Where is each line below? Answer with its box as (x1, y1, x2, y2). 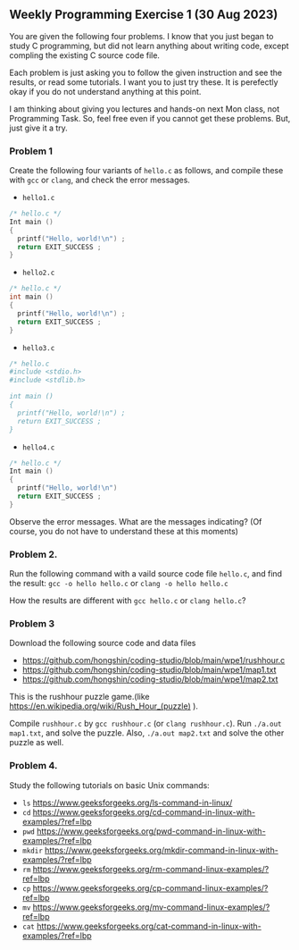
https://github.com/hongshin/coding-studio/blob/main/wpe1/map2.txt (21, 674, 278, 685)
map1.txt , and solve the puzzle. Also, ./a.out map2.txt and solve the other (9, 727, 285, 738)
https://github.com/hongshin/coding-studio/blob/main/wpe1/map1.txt (21, 665, 277, 676)
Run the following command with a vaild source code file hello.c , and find (9, 568, 283, 579)
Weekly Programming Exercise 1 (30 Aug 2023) (9, 7, 278, 22)
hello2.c (21, 268, 55, 278)
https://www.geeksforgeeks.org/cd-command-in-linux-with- (32, 806, 256, 817)
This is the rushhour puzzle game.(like (9, 692, 150, 702)
